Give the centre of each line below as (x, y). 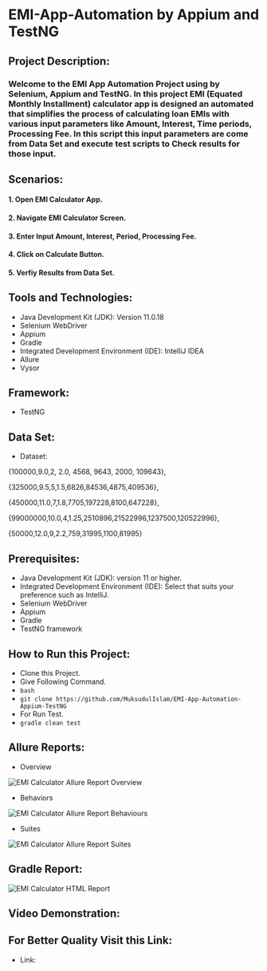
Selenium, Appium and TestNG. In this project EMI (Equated (126, 93)
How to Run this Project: (69, 654)
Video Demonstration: (65, 913)
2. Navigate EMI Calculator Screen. (67, 218)
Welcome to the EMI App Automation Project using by (114, 84)
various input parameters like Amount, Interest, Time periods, (130, 124)
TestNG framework (51, 629)
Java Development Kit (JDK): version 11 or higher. (101, 578)
